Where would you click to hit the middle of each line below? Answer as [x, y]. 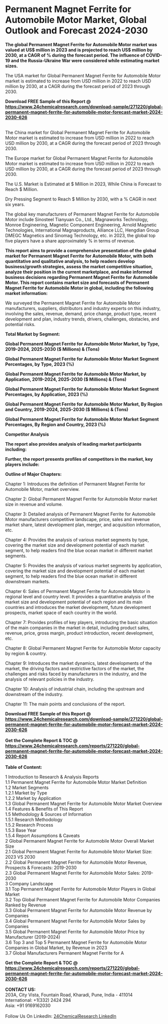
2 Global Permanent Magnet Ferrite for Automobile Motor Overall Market [79, 841]
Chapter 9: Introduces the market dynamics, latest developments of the [79, 663]
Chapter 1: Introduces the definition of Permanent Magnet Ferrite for [75, 484]
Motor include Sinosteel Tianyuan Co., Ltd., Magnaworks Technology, [77, 219]
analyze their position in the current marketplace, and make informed [79, 272]
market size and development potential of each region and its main [74, 602]
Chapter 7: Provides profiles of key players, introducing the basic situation [81, 622]
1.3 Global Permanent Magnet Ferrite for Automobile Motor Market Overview [84, 803]
